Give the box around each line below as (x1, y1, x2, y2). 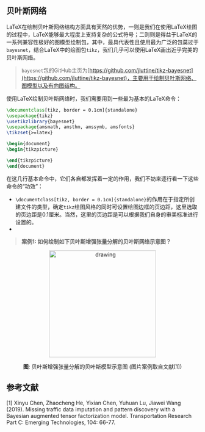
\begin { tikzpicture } (6, 146, 59, 153)
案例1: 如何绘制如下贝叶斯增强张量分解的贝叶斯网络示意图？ (21, 237, 171, 245)
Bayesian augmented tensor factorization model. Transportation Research (6, 412, 192, 419)
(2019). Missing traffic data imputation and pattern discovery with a (6, 405, 176, 413)
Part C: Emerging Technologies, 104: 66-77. (6, 419, 116, 426)
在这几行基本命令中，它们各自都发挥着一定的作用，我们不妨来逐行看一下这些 (6, 175, 199, 182)
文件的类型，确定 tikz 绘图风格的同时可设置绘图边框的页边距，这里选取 (20, 203, 198, 211)
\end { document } (6, 163, 45, 169)
